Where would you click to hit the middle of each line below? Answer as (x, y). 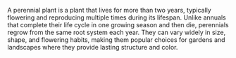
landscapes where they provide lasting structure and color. (93, 47)
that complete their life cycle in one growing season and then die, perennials (118, 25)
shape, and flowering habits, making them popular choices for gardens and (116, 40)
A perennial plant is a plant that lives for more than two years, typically (109, 10)
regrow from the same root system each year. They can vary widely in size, (117, 32)
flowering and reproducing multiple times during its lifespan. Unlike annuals (117, 17)
